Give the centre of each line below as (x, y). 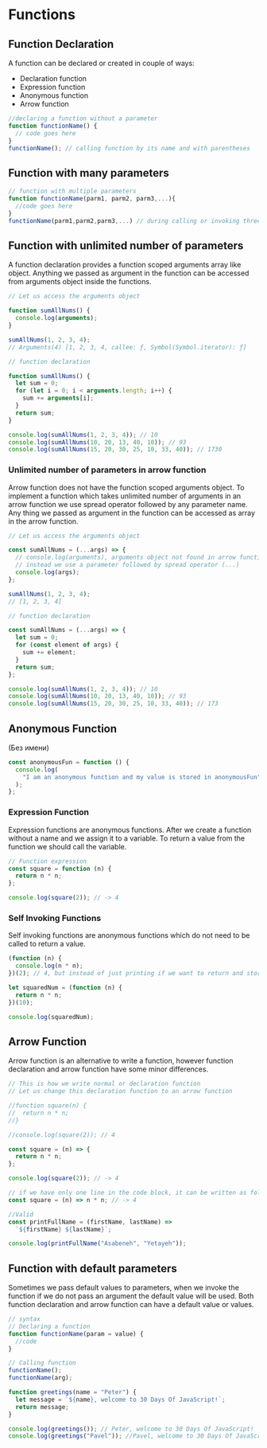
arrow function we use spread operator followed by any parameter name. (128, 504)
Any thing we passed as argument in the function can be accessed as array (132, 513)
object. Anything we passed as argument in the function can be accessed (129, 273)
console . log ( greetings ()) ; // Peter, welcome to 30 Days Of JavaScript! (131, 1429)
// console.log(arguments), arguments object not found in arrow (126, 558)
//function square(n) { (48, 1106)
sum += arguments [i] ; (58, 398)
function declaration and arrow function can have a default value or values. (131, 1305)
